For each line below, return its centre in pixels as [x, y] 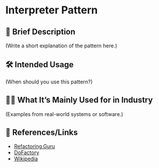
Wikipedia [26, 159]
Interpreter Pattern [52, 10]
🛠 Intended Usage [40, 65]
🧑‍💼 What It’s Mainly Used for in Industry [79, 100]
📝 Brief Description [40, 32]
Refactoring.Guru [34, 146]
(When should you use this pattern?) [49, 82]
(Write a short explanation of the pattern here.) [61, 45]
